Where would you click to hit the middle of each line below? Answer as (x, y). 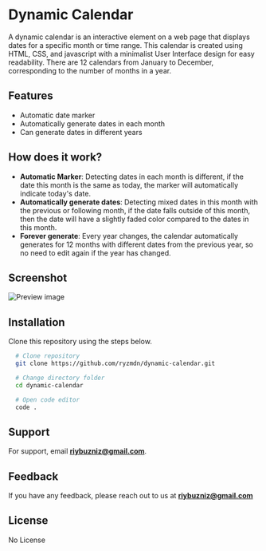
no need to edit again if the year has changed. (95, 252)
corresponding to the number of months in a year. (90, 70)
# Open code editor (48, 400)
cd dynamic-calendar (49, 385)
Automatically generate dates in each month (92, 123)
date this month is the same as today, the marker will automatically (129, 184)
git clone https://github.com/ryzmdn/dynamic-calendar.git (115, 364)
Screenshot (38, 277)
